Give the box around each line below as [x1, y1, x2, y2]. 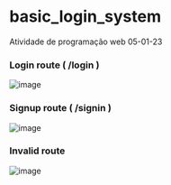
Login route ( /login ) [9, 59, 100, 71]
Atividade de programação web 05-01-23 [9, 36, 163, 47]
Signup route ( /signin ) [9, 102, 112, 115]
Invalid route [9, 144, 66, 157]
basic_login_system [9, 6, 162, 27]
